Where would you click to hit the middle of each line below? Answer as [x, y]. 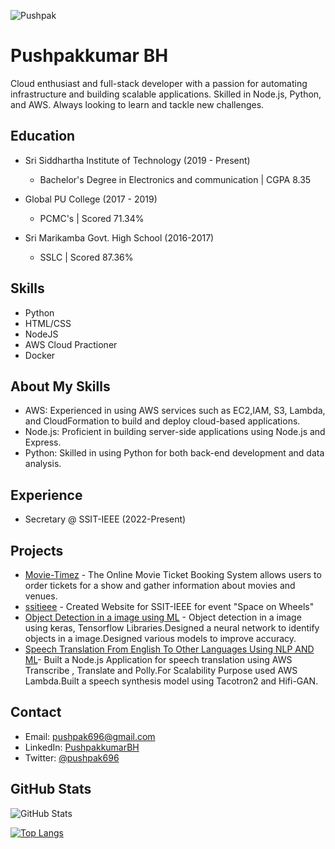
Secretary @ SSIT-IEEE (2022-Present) [105, 519]
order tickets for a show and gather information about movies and [160, 585]
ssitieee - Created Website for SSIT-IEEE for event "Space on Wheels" [169, 606]
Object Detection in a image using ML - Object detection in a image [163, 617]
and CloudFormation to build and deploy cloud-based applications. [162, 421]
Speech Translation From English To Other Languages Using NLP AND [169, 649]
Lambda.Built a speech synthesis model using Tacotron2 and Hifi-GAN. [171, 681]
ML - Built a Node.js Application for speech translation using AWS [158, 659]
